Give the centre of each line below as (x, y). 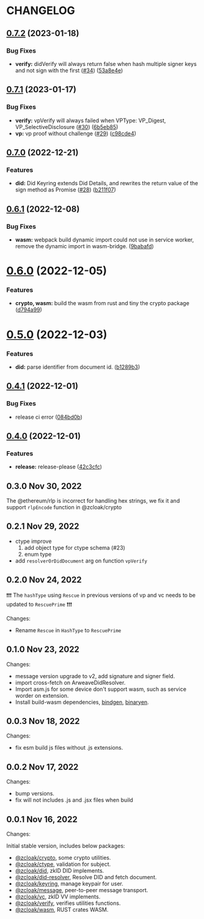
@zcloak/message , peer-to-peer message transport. (82, 890)
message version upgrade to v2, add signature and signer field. (95, 676)
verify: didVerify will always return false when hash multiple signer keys (106, 64)
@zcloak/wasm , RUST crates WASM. (62, 909)
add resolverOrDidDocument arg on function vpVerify (81, 561)
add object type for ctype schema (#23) (75, 547)
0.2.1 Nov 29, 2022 (43, 526)
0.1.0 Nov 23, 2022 (43, 650)
